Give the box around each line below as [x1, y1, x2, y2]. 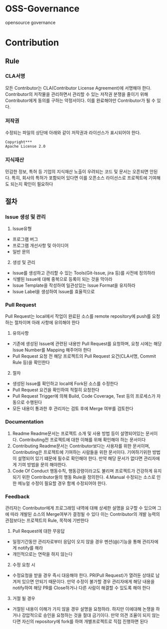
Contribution [5, 37, 59, 48]
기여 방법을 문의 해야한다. [17, 461, 67, 467]
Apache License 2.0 [5, 144, 46, 149]
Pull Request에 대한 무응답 [12, 528, 65, 534]
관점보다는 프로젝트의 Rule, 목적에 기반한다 [5, 517, 89, 523]
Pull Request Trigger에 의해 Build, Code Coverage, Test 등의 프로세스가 [12, 393, 156, 399]
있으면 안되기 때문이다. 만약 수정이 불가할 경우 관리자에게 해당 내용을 [21, 578, 155, 584]
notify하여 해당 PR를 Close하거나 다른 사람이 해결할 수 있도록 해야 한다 [12, 585, 151, 591]
